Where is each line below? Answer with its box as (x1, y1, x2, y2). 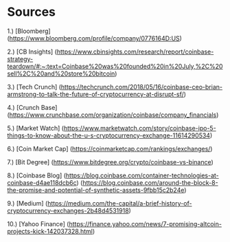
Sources (7, 4, 56, 20)
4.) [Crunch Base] (7, 103, 58, 111)
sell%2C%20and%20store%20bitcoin (7, 69, 115, 78)
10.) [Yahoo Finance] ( (7, 219, 69, 228)
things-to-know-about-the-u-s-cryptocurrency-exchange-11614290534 (7, 131, 211, 140)
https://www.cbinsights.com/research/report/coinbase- (56, 47, 214, 56)
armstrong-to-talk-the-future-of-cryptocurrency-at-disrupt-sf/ (7, 90, 184, 98)
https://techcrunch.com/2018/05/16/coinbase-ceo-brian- (60, 82, 223, 91)
